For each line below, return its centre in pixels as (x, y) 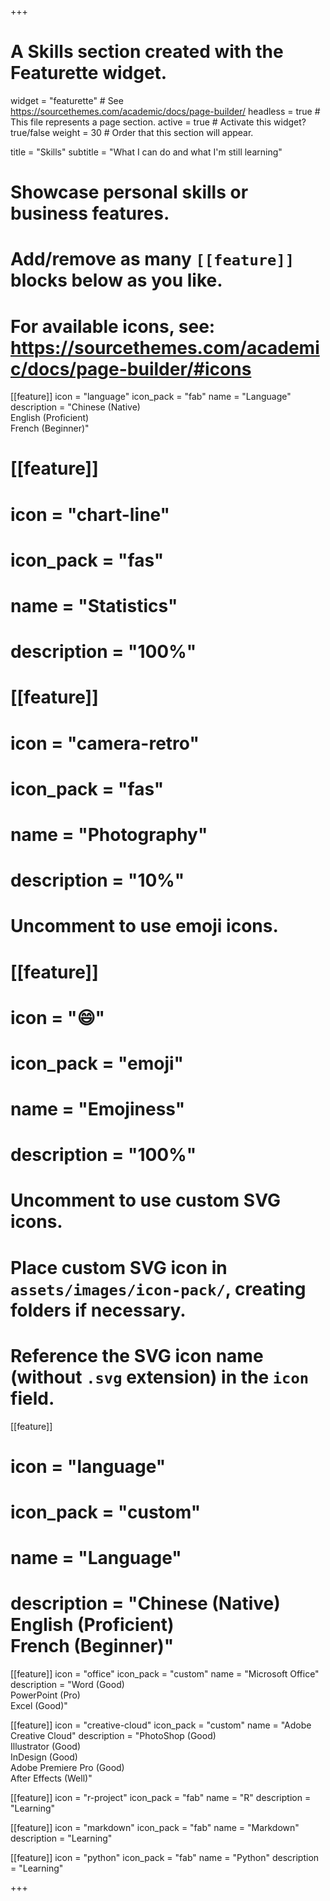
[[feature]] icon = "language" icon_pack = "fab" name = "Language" (151, 397)
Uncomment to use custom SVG (145, 1200)
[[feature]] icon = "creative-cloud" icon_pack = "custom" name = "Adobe (161, 1725)
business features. (90, 213)
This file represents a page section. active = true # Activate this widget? (158, 122)
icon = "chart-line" (90, 514)
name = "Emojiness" (98, 1109)
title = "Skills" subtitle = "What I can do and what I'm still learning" (146, 152)
